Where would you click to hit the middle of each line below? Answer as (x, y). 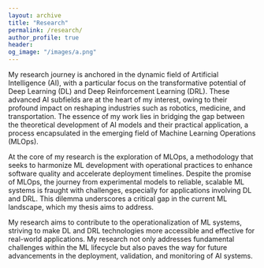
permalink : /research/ (45, 30)
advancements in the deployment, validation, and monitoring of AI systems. (131, 256)
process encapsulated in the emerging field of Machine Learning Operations (132, 133)
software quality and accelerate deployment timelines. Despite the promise (130, 173)
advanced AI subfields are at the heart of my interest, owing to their (118, 100)
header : (21, 45)
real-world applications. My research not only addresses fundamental (121, 239)
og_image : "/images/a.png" (52, 52)
